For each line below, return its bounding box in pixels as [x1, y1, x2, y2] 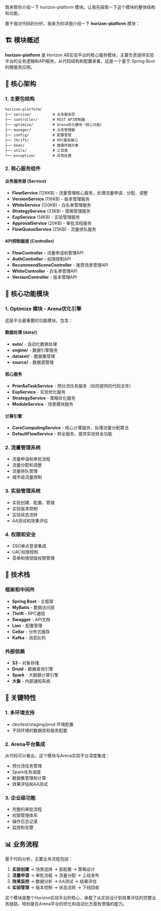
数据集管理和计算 [12, 775, 46, 781]
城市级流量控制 [12, 474, 42, 480]
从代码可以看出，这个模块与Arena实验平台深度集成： [5, 752, 110, 758]
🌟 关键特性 [5, 694, 36, 702]
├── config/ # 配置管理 [5, 132, 72, 137]
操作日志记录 [12, 818, 38, 824]
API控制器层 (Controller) [5, 238, 54, 244]
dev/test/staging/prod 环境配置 [12, 721, 74, 727]
